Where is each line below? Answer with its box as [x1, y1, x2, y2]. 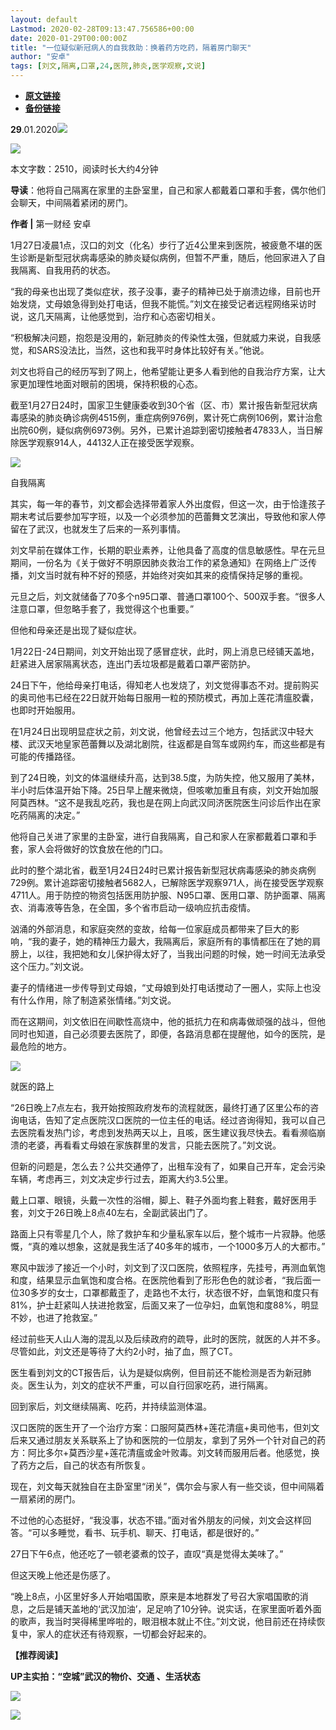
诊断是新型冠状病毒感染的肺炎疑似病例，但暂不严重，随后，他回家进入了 [18, 252, 317, 263]
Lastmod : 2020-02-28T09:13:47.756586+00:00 [10, 24, 195, 34]
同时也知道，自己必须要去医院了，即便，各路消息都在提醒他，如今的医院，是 [10, 1028, 326, 1040]
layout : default [10, 14, 78, 25]
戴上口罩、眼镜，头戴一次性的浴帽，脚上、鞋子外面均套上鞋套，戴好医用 [10, 1194, 308, 1206]
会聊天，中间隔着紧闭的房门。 [10, 197, 133, 208]
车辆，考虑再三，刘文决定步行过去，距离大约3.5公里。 [10, 1173, 234, 1185]
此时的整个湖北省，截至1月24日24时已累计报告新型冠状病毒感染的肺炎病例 [10, 864, 317, 876]
